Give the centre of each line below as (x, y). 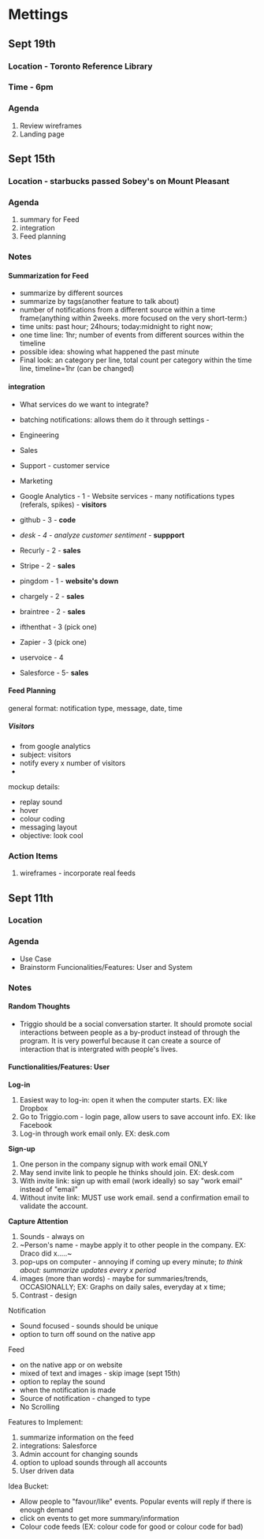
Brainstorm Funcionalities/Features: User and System (106, 967)
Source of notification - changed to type (85, 1399)
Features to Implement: (46, 1422)
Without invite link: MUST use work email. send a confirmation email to (134, 1198)
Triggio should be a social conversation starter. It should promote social (136, 1024)
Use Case (35, 959)
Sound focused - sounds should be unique (89, 1326)
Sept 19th (32, 44)
